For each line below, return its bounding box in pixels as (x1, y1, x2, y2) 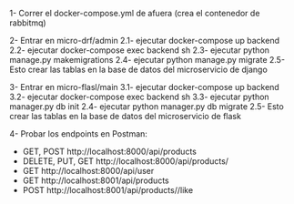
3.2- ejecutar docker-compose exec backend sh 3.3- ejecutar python (9, 91, 270, 102)
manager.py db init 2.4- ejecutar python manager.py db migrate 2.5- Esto (9, 101, 284, 112)
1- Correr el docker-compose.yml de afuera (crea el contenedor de (9, 8, 260, 18)
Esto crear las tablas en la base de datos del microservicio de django (9, 64, 269, 75)
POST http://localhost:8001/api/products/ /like (22, 185, 194, 195)
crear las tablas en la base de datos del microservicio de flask (9, 111, 241, 121)
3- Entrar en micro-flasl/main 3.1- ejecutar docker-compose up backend (9, 82, 279, 92)
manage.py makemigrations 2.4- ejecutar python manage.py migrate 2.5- (9, 55, 285, 65)
